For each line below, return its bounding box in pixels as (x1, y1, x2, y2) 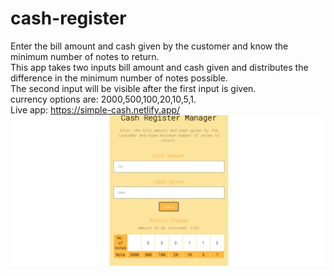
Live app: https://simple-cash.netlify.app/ (10, 103, 181, 116)
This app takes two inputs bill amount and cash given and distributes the (10, 61, 309, 73)
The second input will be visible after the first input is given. (10, 82, 257, 94)
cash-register (10, 7, 127, 30)
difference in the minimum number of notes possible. (10, 72, 228, 84)
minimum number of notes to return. (10, 50, 160, 62)
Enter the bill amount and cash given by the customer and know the (10, 40, 289, 52)
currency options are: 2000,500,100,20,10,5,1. (10, 93, 197, 105)
